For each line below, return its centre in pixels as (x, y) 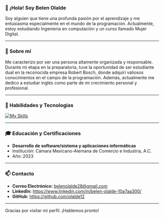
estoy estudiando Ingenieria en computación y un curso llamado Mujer (76, 29)
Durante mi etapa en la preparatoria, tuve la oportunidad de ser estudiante (80, 67)
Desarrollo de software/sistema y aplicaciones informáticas (74, 146)
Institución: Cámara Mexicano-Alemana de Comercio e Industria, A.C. (82, 151)
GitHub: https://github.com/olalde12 (48, 196)
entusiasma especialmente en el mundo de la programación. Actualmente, (80, 23)
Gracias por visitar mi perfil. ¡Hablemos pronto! (52, 211)
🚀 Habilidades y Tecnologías (39, 105)
